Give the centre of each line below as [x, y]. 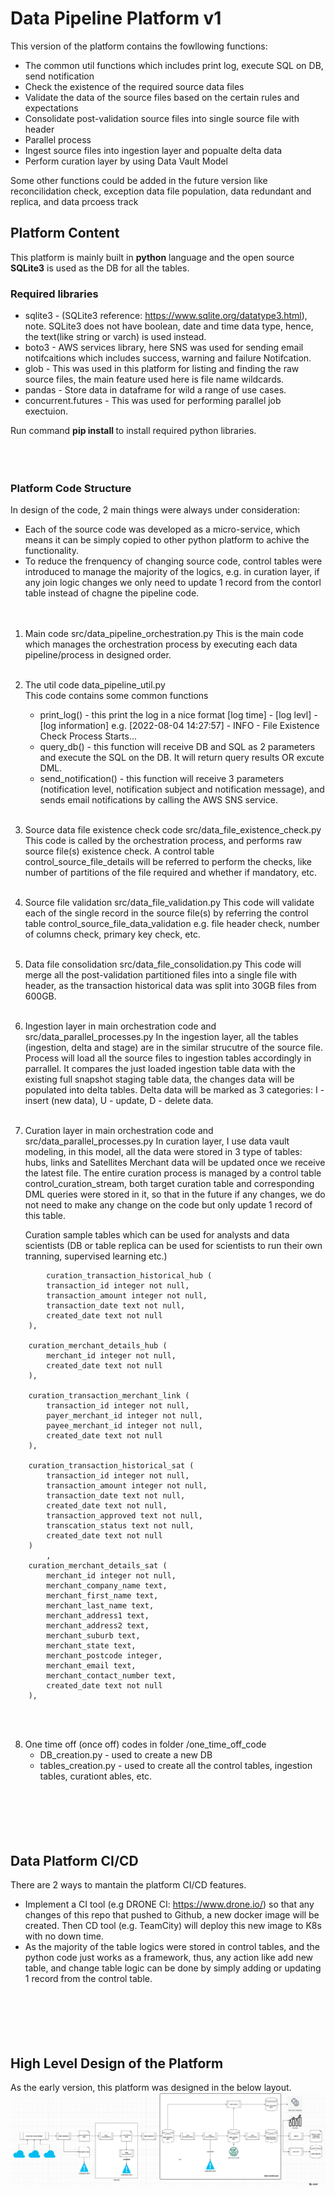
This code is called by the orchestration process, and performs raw [163, 841]
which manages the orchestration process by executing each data [161, 644]
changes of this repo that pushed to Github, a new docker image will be [172, 1915]
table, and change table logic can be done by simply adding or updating [173, 1968]
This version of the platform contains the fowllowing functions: [139, 46]
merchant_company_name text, [107, 1586]
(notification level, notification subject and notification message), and [182, 789]
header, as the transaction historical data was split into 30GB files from [170, 986]
